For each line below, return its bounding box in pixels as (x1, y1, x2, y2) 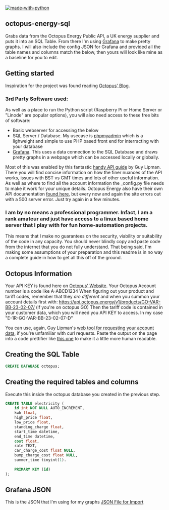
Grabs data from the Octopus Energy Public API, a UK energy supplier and (5, 33, 160, 39)
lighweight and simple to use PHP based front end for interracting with (12, 138, 159, 144)
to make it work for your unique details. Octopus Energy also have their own (5, 185, 163, 191)
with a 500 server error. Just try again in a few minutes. (5, 196, 121, 202)
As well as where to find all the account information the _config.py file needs (5, 180, 164, 186)
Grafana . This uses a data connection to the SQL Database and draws (12, 148, 158, 154)
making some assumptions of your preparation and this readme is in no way (5, 249, 163, 255)
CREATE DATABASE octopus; (5, 364, 60, 369)
